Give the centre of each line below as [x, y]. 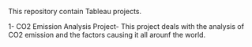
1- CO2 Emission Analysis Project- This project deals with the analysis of [126, 26]
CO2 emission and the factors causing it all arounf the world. [107, 35]
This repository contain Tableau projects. [75, 11]
